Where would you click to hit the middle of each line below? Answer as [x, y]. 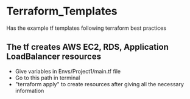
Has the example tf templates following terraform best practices [86, 28]
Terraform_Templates [62, 11]
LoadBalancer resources [54, 57]
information [30, 90]
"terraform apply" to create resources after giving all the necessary [100, 84]
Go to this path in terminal [47, 78]
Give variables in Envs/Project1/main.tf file [68, 71]
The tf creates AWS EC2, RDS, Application [88, 47]
